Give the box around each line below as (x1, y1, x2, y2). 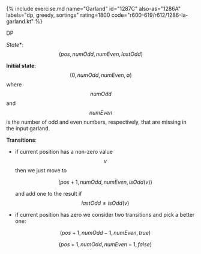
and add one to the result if (14, 190, 82, 197)
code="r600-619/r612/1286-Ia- (111, 11, 188, 19)
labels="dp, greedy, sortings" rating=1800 (6, 11, 110, 19)
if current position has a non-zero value (14, 148, 113, 155)
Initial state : (6, 62, 37, 69)
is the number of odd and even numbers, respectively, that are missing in (6, 118, 187, 125)
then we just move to (14, 167, 67, 174)
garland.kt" (6, 18, 34, 25)
